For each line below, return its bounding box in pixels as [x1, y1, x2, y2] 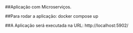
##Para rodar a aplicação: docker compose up [5, 13, 98, 19]
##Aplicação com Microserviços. [5, 4, 72, 10]
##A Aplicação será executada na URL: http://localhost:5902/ [5, 22, 129, 28]
